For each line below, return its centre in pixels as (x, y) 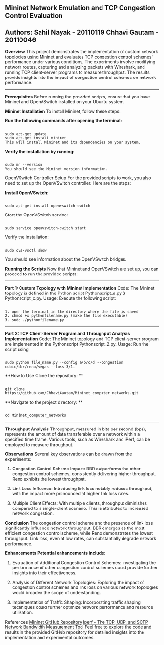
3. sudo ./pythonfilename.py (35, 320)
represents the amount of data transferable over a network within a (72, 434)
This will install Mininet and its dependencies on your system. (73, 143)
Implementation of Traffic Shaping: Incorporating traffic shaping (76, 602)
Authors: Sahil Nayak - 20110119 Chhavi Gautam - (82, 32)
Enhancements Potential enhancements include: (55, 553)
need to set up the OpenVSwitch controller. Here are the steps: (68, 183)
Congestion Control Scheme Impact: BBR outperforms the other (76, 469)
